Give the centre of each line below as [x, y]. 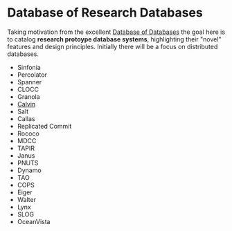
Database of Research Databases [105, 13]
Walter [27, 199]
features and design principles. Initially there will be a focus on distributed [113, 46]
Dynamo [29, 170]
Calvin [26, 104]
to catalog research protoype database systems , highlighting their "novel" [114, 39]
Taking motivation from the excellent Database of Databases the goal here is [116, 32]
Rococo [28, 133]
